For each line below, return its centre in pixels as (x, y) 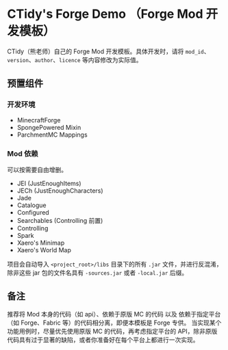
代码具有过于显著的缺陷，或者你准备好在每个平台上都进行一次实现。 (103, 340)
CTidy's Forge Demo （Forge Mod (105, 14)
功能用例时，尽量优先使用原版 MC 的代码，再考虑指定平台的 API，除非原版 (112, 331)
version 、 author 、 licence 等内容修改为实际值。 (75, 59)
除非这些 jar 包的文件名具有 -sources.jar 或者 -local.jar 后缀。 (98, 272)
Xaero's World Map (44, 250)
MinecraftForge (39, 120)
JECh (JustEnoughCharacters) (60, 190)
